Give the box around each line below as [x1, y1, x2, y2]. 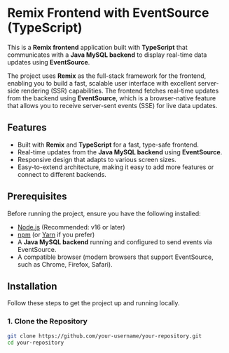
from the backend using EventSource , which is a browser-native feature [7, 93, 216, 102]
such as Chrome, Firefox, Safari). [17, 260, 113, 268]
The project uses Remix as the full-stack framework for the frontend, [7, 72, 207, 80]
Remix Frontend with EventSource [7, 5, 209, 21]
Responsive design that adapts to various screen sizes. [17, 155, 177, 164]
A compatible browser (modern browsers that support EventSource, [17, 253, 214, 261]
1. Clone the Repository [7, 317, 88, 326]
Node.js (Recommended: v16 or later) [17, 222, 125, 231]
